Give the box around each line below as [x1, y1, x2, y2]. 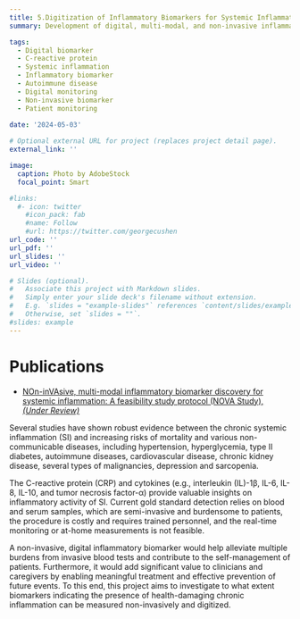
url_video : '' [9, 260, 62, 269]
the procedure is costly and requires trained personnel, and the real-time [9, 515, 277, 526]
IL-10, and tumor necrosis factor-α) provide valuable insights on [18, 487, 253, 498]
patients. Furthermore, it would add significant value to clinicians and [9, 561, 263, 572]
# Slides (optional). [9, 276, 90, 286]
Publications [9, 356, 104, 376]
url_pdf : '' [9, 243, 54, 253]
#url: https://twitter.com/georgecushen [25, 227, 178, 237]
